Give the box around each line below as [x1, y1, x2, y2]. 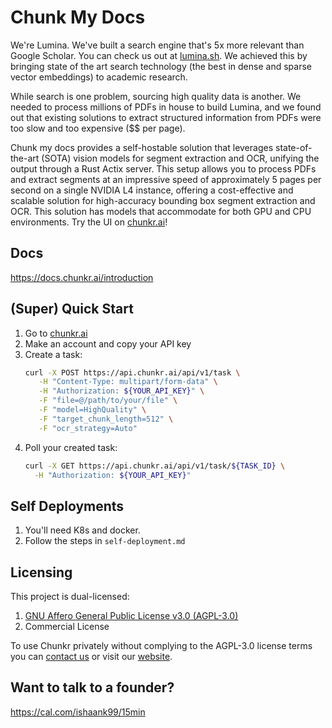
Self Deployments [10, 497, 125, 515]
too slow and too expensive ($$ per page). [10, 122, 186, 134]
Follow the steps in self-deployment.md [24, 535, 186, 547]
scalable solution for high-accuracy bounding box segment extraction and [10, 194, 316, 206]
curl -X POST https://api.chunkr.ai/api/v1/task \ [24, 367, 241, 378]
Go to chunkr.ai [24, 327, 88, 339]
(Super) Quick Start [10, 301, 134, 318]
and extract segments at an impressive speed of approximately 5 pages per [10, 173, 322, 185]
